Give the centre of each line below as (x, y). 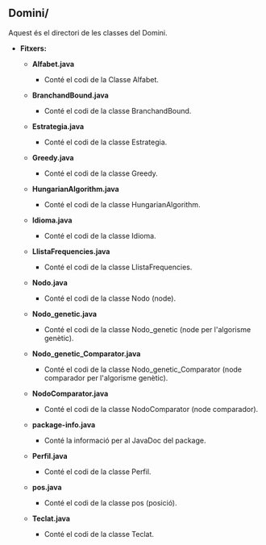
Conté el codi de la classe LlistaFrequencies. (118, 267)
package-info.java (64, 424)
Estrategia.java (58, 126)
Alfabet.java (53, 64)
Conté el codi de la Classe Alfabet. (102, 79)
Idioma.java (52, 220)
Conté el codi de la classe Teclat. (99, 534)
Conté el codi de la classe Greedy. (101, 173)
